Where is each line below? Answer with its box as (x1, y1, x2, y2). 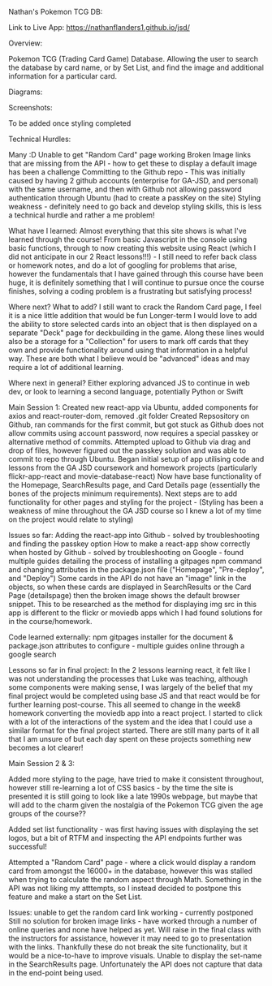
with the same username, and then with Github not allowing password (8, 184, 242, 194)
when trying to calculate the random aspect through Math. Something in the (8, 875, 262, 884)
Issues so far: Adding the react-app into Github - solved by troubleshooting (8, 531, 260, 540)
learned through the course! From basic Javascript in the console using (8, 235, 248, 244)
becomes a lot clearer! (8, 743, 84, 752)
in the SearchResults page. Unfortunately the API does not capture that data (8, 959, 263, 969)
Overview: (8, 38, 43, 48)
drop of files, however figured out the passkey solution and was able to (8, 446, 246, 455)
